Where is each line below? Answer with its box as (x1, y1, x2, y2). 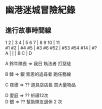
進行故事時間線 (5, 26, 51, 34)
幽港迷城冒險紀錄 (5, 4, 76, 16)
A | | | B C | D (5, 50, 32, 56)
